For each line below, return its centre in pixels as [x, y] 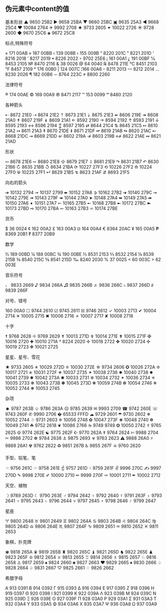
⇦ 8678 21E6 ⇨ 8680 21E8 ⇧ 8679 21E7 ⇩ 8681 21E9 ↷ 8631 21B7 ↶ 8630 [82, 162]
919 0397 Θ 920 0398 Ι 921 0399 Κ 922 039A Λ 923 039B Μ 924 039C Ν [81, 593]
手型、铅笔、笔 [20, 457]
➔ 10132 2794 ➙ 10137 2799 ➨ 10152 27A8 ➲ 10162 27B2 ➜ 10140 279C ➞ [81, 192]
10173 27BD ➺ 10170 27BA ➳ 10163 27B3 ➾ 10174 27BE [62, 208]
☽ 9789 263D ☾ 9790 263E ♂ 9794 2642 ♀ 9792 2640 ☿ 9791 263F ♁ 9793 [83, 495]
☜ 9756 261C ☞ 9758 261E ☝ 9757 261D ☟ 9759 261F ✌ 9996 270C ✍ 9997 [83, 468]
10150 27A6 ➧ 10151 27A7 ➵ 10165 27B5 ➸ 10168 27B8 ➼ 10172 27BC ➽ [78, 203]
